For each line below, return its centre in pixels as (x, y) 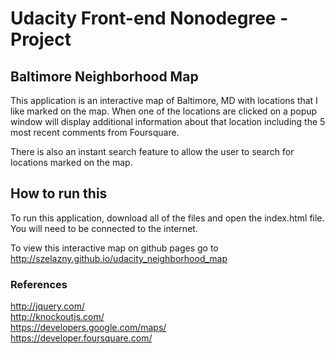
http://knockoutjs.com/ (57, 317)
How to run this (59, 193)
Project (41, 39)
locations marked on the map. (71, 162)
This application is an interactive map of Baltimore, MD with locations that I (164, 100)
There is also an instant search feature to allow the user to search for (152, 151)
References (39, 284)
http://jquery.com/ (48, 306)
